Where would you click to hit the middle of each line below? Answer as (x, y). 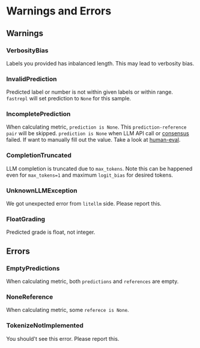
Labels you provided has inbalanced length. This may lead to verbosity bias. (100, 63)
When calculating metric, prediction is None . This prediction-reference (96, 127)
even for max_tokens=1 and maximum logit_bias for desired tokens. (89, 175)
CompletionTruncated (39, 156)
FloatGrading (26, 219)
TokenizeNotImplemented (45, 326)
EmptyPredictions (33, 268)
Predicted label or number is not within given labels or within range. (89, 92)
